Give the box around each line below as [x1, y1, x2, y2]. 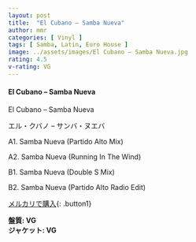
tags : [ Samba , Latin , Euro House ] [8, 41, 128, 49]
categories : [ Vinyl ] [8, 33, 83, 42]
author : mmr [8, 26, 47, 34]
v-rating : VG [8, 63, 51, 71]
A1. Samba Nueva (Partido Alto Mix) [8, 136, 124, 146]
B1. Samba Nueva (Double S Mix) [8, 167, 116, 177]
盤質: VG [8, 215, 37, 225]
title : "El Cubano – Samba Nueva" [8, 19, 125, 27]
